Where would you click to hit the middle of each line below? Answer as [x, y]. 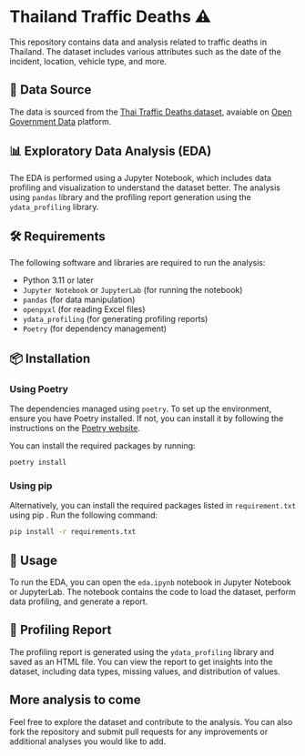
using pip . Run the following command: [84, 515]
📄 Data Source [51, 90]
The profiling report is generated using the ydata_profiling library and [142, 651]
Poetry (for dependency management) [94, 328]
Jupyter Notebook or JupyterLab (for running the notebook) [132, 290]
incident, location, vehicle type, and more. [88, 61]
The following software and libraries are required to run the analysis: [137, 263]
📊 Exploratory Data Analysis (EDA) [111, 151]
